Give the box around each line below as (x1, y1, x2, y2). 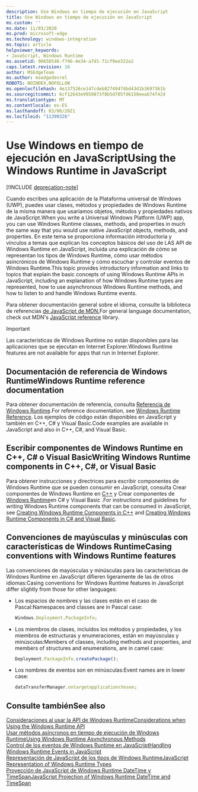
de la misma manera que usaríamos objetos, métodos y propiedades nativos (6, 208, 193, 215)
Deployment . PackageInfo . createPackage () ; (14, 656, 119, 662)
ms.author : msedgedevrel (6, 75, 68, 81)
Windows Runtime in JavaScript (6, 164, 167, 178)
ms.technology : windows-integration (6, 36, 97, 42)
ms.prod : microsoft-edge (6, 31, 68, 37)
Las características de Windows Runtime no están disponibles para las (6, 337, 179, 344)
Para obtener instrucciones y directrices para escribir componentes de (6, 477, 179, 484)
